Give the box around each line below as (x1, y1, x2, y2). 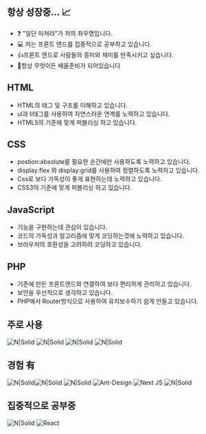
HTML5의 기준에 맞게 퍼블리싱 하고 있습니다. (16, 118, 137, 126)
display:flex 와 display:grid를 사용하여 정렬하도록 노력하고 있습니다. (16, 166, 200, 174)
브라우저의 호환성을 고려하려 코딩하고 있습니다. (16, 240, 143, 249)
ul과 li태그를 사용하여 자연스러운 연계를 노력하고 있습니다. (16, 110, 170, 118)
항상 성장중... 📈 (7, 6, 71, 19)
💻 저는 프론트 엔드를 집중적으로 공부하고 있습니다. (16, 40, 152, 48)
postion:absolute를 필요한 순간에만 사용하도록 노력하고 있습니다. (16, 158, 191, 166)
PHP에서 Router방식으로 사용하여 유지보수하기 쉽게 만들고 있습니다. (16, 297, 199, 305)
